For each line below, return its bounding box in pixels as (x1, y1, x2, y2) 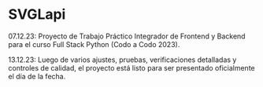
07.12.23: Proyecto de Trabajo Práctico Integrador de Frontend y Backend (8, 31, 246, 41)
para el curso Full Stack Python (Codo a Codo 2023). (8, 39, 180, 49)
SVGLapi (8, 5, 66, 24)
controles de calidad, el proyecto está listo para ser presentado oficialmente (8, 63, 255, 72)
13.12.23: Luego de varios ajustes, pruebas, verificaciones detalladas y (8, 55, 237, 64)
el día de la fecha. (8, 71, 66, 81)
